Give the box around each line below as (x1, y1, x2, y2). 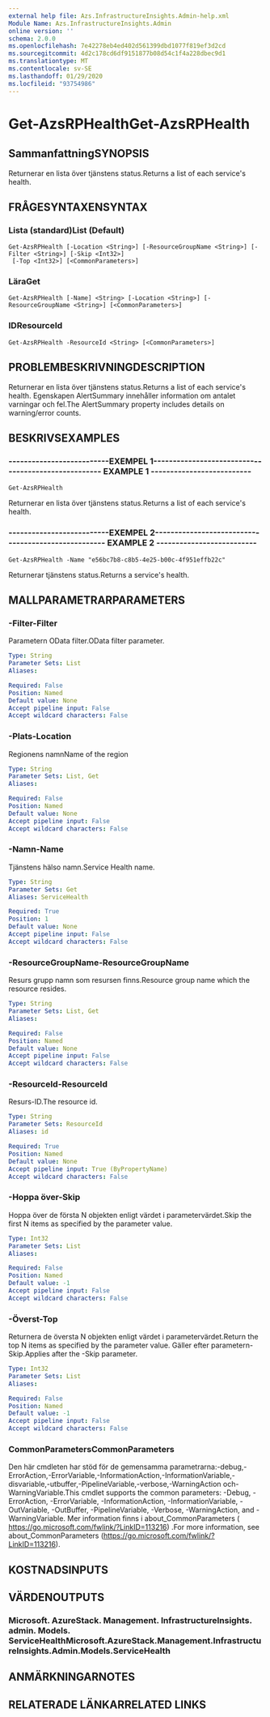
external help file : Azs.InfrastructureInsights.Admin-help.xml (8, 11, 230, 20)
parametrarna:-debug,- (169, 1462, 247, 1471)
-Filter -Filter (8, 617, 58, 629)
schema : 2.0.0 (8, 34, 57, 43)
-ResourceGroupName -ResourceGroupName (8, 957, 190, 968)
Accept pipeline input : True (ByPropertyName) (8, 1164, 168, 1173)
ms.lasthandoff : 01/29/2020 (8, 72, 103, 80)
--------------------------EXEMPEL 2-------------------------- (8, 527, 256, 539)
